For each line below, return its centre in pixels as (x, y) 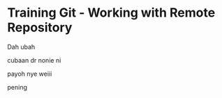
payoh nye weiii (30, 74)
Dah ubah (21, 47)
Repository (40, 27)
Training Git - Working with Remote (111, 13)
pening (17, 87)
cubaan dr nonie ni (34, 60)
